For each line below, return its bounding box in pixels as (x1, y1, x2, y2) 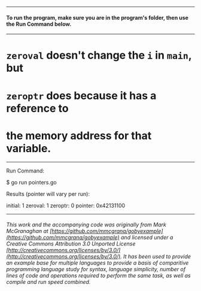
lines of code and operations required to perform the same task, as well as (6, 272, 191, 279)
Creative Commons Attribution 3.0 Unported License (6, 240, 136, 247)
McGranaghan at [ (6, 228, 52, 235)
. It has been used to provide (120, 253, 191, 260)
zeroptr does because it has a (6, 89, 157, 102)
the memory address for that (6, 129, 152, 143)
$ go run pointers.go (6, 178, 57, 186)
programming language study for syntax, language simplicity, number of (6, 266, 186, 273)
